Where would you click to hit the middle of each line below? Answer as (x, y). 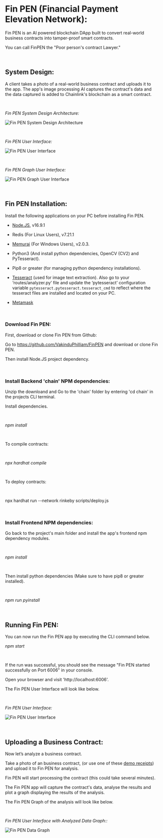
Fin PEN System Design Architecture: (42, 113)
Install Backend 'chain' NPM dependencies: (58, 381)
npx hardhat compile (26, 463)
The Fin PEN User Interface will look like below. (52, 689)
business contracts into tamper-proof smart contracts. (60, 38)
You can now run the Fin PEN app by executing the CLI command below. (77, 637)
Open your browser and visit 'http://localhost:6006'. (57, 680)
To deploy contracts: (26, 482)
